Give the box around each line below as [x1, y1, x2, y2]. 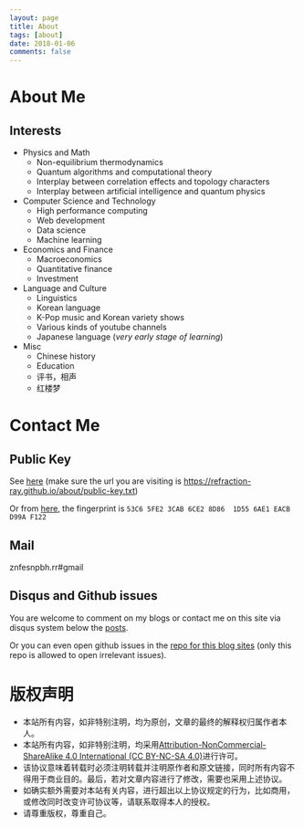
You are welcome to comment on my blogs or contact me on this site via [9, 612, 281, 623]
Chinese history [36, 351, 96, 361]
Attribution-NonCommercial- [158, 738, 267, 749]
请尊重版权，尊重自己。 [22, 807, 111, 818]
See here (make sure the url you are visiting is [9, 476, 183, 487]
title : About [9, 22, 59, 31]
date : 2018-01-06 [9, 38, 76, 48]
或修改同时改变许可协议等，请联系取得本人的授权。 [22, 796, 215, 807]
